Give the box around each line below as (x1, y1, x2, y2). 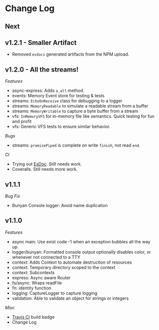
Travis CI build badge (12, 314, 55, 320)
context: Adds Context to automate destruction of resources (12, 259, 132, 265)
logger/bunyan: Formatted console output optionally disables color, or (12, 249, 151, 255)
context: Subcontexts (12, 270, 55, 275)
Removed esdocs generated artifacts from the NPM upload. (12, 51, 130, 57)
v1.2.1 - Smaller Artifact (5, 38, 77, 46)
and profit (12, 119, 32, 124)
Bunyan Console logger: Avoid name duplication (12, 203, 108, 209)
